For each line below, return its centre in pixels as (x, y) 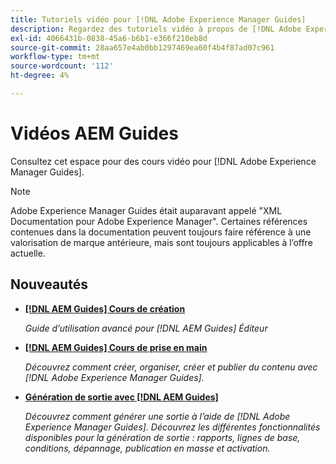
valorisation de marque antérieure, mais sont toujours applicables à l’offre (161, 242)
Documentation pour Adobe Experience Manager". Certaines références (159, 221)
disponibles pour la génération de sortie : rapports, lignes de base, (162, 437)
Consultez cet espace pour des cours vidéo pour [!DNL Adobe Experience (163, 161)
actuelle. (28, 253)
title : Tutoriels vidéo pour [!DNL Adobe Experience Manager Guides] (158, 19)
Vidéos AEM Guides (94, 133)
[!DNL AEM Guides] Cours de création (105, 308)
